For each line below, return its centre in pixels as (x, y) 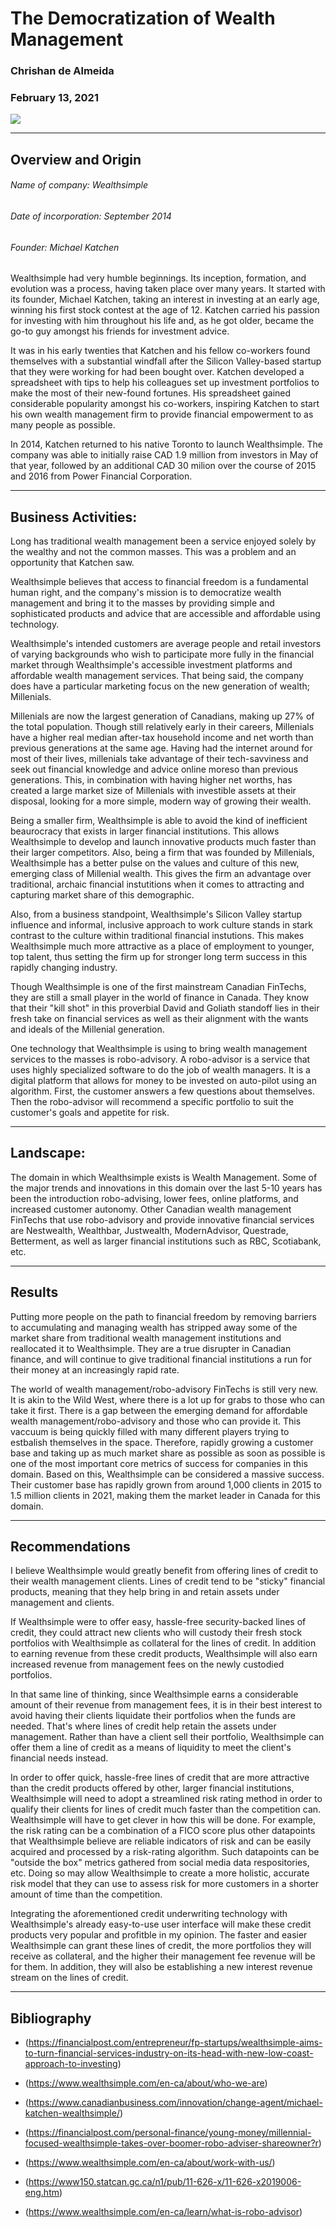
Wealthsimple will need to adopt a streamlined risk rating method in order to (166, 1799)
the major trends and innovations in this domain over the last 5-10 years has (166, 1188)
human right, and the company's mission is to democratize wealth (146, 593)
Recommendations (70, 1547)
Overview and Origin (76, 159)
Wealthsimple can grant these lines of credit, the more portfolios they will (161, 1946)
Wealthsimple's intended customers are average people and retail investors (166, 644)
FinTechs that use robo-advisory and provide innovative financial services (162, 1219)
